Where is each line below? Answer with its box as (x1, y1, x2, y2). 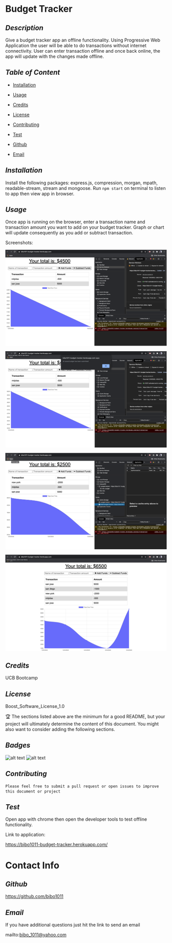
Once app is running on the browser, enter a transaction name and (5, 219, 145, 225)
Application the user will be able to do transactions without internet (5, 42, 147, 49)
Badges (5, 741, 31, 750)
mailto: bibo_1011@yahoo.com (5, 932, 67, 938)
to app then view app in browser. (5, 190, 75, 197)
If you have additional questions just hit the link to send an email (5, 922, 140, 928)
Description (5, 24, 44, 32)
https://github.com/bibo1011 (5, 893, 64, 899)
